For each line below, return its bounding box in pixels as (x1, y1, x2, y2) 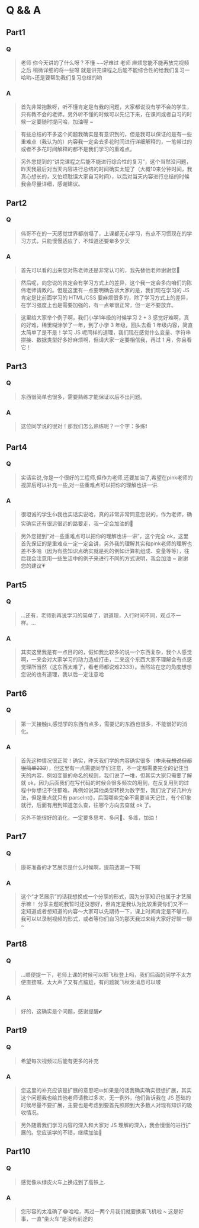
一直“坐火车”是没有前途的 (31, 1216, 94, 1223)
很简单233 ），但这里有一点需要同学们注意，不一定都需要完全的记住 (20, 765, 184, 772)
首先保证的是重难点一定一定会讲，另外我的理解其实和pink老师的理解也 (20, 540, 192, 547)
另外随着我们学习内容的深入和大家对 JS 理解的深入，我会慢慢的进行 (20, 1121, 186, 1129)
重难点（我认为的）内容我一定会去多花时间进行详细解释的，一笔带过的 (20, 138, 192, 145)
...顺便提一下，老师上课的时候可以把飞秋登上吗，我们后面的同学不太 (20, 971, 187, 978)
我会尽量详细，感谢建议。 (20, 180, 84, 187)
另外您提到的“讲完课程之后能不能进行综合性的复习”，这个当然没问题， (20, 158, 192, 165)
